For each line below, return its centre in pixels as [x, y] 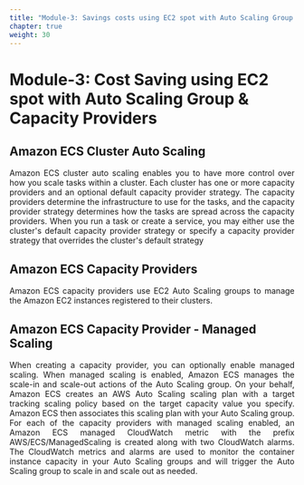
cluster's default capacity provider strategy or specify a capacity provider [152, 231]
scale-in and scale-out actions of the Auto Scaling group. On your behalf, [152, 384]
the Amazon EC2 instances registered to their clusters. [111, 301]
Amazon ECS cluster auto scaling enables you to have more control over [152, 173]
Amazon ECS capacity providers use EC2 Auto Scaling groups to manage [152, 291]
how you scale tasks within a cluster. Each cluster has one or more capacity [152, 183]
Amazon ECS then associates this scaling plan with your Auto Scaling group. [152, 413]
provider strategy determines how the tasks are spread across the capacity [152, 212]
